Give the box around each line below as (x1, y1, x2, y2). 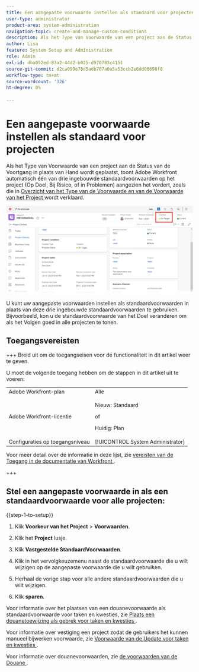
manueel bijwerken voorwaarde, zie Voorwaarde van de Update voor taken (6, 635, 189, 642)
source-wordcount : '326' (6, 78, 68, 84)
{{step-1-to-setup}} (6, 512, 54, 519)
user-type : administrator (6, 15, 70, 22)
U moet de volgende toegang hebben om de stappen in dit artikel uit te (6, 369, 179, 377)
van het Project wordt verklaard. (6, 194, 85, 201)
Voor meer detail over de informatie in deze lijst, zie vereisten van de (6, 452, 174, 459)
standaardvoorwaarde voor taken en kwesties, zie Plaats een (6, 611, 155, 618)
